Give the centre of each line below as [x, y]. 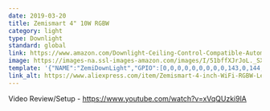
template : [25, 68]
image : [19, 61]
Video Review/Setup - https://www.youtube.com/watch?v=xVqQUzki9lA [127, 98]
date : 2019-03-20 [37, 16]
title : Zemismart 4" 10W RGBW [59, 23]
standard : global [37, 46]
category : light [35, 31]
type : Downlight [35, 38]
